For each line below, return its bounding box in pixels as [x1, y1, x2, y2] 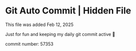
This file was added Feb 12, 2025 [5, 21, 74, 27]
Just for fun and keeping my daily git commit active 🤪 [5, 31, 115, 37]
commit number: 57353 [5, 40, 54, 47]
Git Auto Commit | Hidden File [5, 5, 131, 16]
